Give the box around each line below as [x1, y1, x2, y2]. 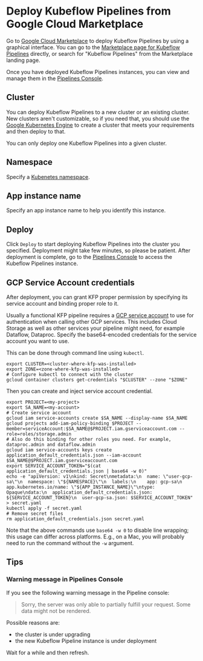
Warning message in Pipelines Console [6, 575, 123, 583]
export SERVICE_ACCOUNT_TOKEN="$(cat [6, 463, 101, 469]
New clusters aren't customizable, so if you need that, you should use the [6, 115, 190, 122]
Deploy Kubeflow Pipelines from [6, 4, 171, 18]
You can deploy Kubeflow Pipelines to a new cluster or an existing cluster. [6, 108, 190, 116]
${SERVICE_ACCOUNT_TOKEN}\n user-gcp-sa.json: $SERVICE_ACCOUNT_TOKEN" [6, 495, 193, 501]
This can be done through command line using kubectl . [6, 349, 144, 356]
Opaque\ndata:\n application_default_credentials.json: [6, 489, 153, 495]
